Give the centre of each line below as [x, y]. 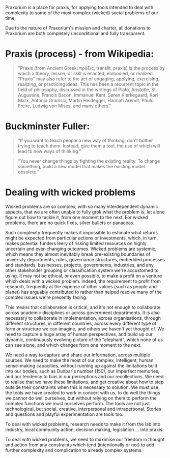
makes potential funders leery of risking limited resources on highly [76, 243]
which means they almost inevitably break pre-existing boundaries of [78, 254]
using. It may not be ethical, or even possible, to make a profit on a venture [84, 276]
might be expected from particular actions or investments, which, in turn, [82, 238]
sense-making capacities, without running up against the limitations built [81, 365]
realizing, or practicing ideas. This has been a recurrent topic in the [88, 84]
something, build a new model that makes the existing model [81, 166]
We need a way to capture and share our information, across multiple [78, 355]
